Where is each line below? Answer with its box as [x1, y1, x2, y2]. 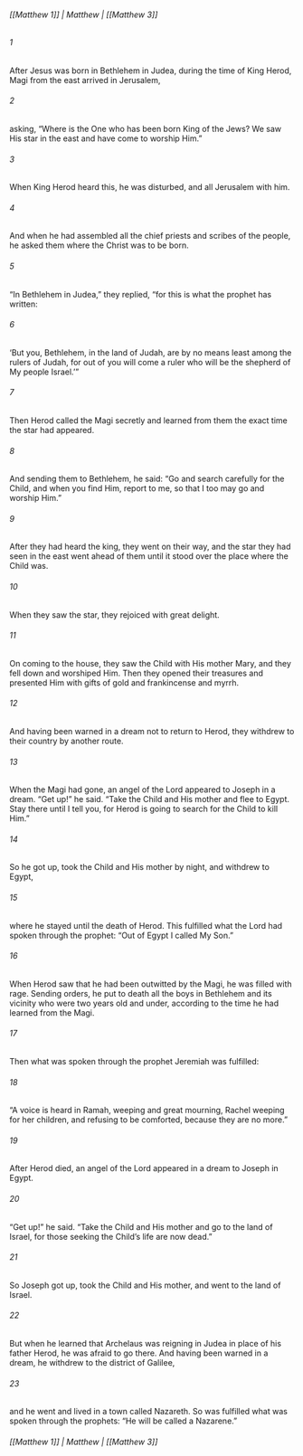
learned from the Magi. [9, 1007, 95, 1018]
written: [9, 298, 38, 309]
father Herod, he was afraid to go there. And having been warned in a [9, 1347, 269, 1358]
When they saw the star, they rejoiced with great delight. [9, 609, 220, 620]
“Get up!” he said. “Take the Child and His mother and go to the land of [9, 1221, 273, 1232]
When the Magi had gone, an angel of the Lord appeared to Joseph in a [9, 784, 276, 795]
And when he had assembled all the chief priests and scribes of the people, [9, 231, 291, 241]
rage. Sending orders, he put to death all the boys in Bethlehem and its [9, 988, 273, 998]
